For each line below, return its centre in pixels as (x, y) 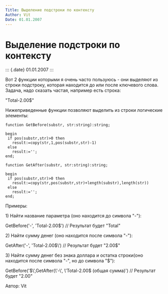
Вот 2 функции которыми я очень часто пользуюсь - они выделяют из (82, 80)
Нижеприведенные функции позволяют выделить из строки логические (84, 110)
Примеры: (17, 206)
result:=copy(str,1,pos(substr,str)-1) (54, 143)
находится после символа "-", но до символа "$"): (60, 261)
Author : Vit (18, 15)
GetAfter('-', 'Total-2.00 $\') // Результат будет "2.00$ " (63, 246)
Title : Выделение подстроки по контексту (50, 10)
